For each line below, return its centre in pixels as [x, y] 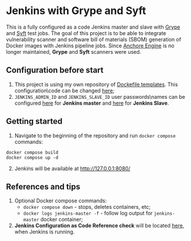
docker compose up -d [32, 157]
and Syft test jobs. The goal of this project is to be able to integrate [86, 33]
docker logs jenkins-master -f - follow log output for [88, 213]
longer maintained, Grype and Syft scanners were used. [74, 51]
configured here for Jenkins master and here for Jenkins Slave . [92, 103]
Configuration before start [55, 70]
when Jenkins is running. [45, 232]
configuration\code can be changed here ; [64, 90]
